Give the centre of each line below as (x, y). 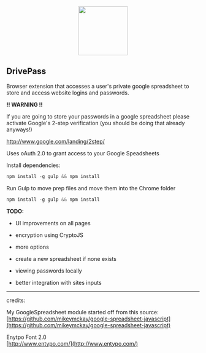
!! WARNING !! (25, 104)
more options (32, 247)
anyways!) (19, 130)
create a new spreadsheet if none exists (66, 258)
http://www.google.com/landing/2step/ (56, 141)
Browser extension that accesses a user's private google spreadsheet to (98, 86)
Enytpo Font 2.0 (26, 337)
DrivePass (26, 72)
